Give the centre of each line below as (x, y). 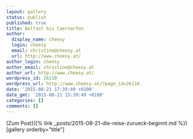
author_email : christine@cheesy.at (50, 67)
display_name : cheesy (38, 39)
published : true (26, 23)
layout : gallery (26, 12)
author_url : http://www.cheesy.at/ (50, 73)
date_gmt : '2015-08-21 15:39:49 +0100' (56, 95)
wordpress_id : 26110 (32, 78)
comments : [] (22, 106)
